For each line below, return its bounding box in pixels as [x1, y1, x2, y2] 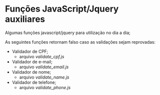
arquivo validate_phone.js [19, 84, 71, 90]
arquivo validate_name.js [19, 74, 70, 80]
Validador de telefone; [12, 79, 57, 85]
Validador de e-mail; [12, 59, 53, 64]
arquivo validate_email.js [19, 64, 69, 70]
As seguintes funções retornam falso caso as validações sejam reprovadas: [5, 39, 156, 45]
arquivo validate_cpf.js [19, 53, 64, 59]
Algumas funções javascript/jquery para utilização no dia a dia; [5, 30, 131, 35]
